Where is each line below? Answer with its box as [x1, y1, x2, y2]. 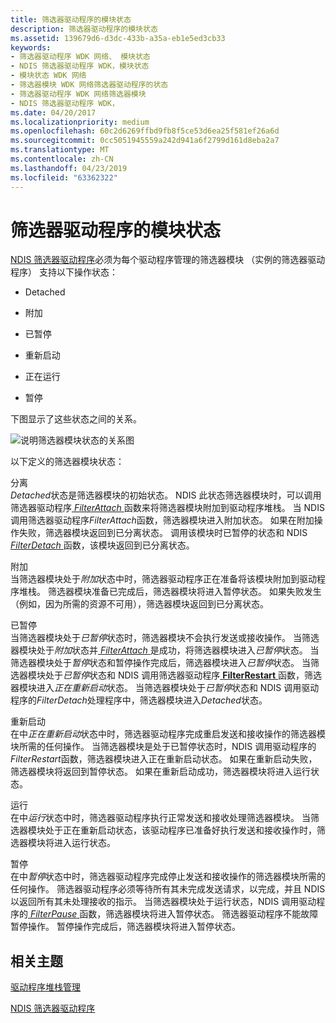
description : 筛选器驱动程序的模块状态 [10, 24, 158, 34]
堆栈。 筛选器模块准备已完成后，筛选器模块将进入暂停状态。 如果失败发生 [18, 586, 322, 598]
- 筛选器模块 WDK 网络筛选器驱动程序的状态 [10, 80, 169, 90]
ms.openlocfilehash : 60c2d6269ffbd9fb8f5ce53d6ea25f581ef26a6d [10, 126, 280, 136]
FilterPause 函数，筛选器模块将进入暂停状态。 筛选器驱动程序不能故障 [29, 908, 319, 920]
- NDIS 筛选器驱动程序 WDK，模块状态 [10, 61, 150, 71]
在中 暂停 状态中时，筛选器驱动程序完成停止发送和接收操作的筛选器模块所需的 [10, 871, 326, 883]
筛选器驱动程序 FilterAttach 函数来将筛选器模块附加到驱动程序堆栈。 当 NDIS [10, 502, 325, 514]
